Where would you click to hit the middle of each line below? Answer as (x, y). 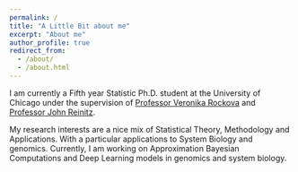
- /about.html (44, 68)
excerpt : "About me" (48, 34)
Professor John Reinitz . (53, 112)
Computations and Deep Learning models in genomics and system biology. (148, 158)
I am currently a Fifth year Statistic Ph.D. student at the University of (135, 93)
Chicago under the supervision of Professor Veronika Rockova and (132, 102)
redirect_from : (38, 51)
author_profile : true (50, 43)
